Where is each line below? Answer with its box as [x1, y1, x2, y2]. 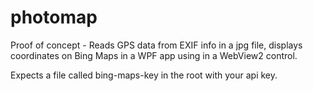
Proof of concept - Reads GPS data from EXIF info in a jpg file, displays [10, 39, 303, 51]
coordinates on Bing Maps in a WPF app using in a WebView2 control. [10, 49, 298, 61]
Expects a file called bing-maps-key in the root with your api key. [10, 69, 278, 81]
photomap [10, 6, 98, 29]
